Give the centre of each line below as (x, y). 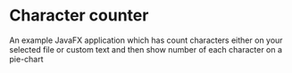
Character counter (79, 16)
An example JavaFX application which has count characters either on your (146, 40)
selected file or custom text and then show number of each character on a (146, 49)
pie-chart (26, 59)
